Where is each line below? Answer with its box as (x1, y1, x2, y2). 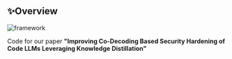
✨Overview (7, 5, 58, 17)
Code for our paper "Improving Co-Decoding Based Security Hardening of (7, 37, 225, 45)
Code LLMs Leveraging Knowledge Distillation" (7, 44, 147, 52)
